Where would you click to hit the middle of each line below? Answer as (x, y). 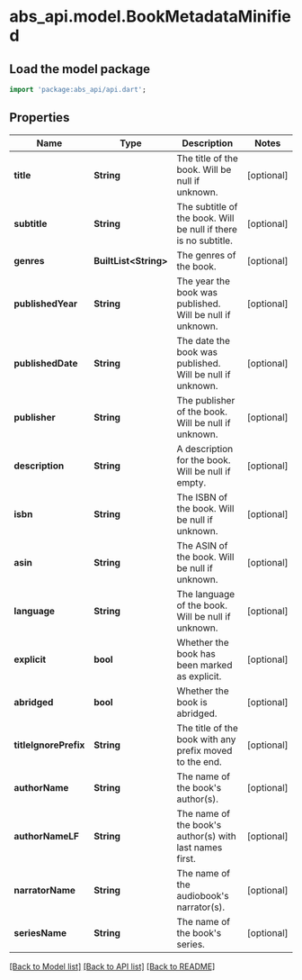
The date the (204, 340)
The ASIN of (202, 545)
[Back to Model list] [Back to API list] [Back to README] (112, 966)
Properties (40, 118)
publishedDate (46, 363)
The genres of (206, 255)
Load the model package (80, 69)
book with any (206, 739)
